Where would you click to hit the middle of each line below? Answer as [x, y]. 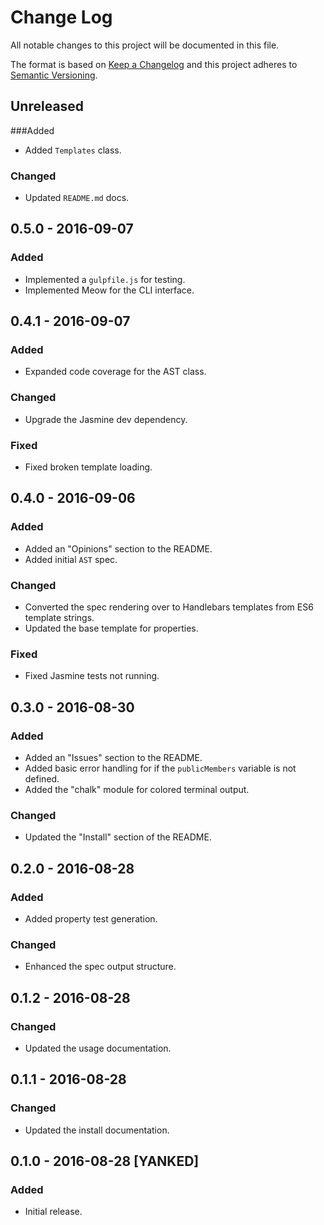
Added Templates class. [73, 150]
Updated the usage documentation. [98, 1048]
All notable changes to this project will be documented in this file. [145, 45]
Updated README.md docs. [77, 198]
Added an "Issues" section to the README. [113, 757]
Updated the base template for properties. [111, 628]
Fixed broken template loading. [88, 467]
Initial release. [53, 1212]
